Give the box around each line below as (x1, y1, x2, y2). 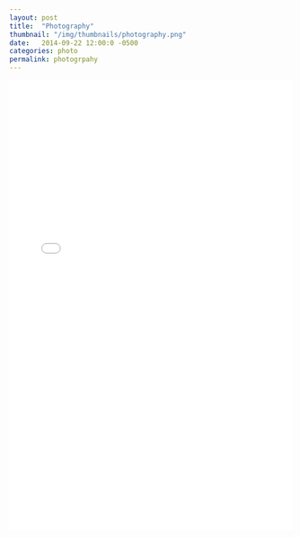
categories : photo (9, 47, 78, 56)
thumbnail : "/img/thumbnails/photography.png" (9, 30, 187, 39)
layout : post (9, 13, 58, 22)
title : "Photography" (9, 22, 94, 31)
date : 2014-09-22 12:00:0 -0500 (9, 38, 139, 48)
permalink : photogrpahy (9, 55, 99, 64)
